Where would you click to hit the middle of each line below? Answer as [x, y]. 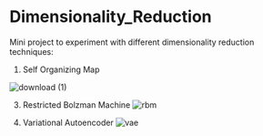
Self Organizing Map [61, 69]
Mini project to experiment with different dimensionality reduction [132, 42]
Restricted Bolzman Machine [76, 105]
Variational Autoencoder [68, 122]
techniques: [31, 51]
